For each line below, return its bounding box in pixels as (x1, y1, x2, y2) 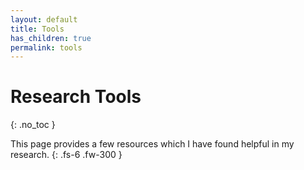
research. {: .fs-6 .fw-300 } (10, 149, 123, 161)
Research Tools (10, 86, 142, 108)
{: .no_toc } (10, 119, 56, 131)
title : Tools (10, 24, 65, 34)
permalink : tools (10, 42, 83, 53)
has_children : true (10, 33, 92, 43)
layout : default (10, 14, 78, 25)
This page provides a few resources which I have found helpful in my (10, 138, 295, 150)
